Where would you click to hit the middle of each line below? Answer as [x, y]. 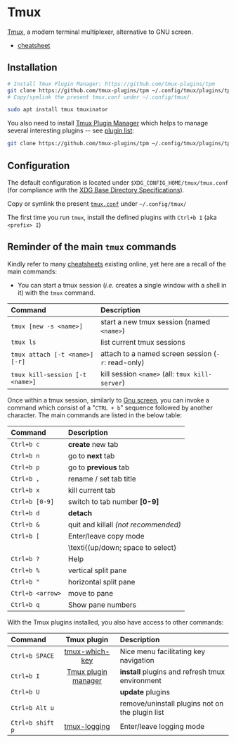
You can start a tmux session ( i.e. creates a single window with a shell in [122, 285]
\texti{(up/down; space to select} [122, 547]
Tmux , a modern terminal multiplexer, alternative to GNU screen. [100, 32]
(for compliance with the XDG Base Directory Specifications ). [96, 190]
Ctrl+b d [25, 513]
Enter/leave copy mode [106, 536]
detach [80, 513]
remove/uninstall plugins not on [172, 704]
